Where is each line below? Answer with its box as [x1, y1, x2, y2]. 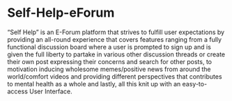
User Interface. [29, 87, 73, 95]
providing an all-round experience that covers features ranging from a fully [7, 35, 222, 43]
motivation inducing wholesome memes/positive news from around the [7, 65, 211, 73]
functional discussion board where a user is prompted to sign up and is [7, 42, 211, 51]
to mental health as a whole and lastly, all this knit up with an [7, 79, 181, 88]
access [7, 87, 28, 95]
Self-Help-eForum [7, 5, 115, 21]
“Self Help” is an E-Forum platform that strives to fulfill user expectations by [7, 28, 225, 36]
